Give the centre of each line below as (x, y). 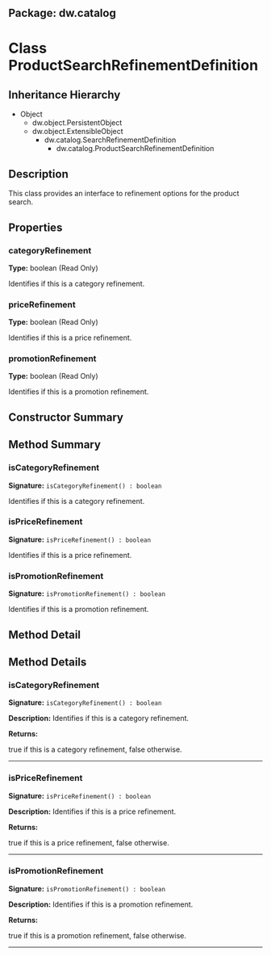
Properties (35, 227)
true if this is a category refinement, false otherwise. (96, 749)
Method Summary (54, 444)
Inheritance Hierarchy (65, 95)
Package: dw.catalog (63, 13)
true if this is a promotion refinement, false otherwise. (98, 935)
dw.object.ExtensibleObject (77, 132)
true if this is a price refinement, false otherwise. (89, 842)
